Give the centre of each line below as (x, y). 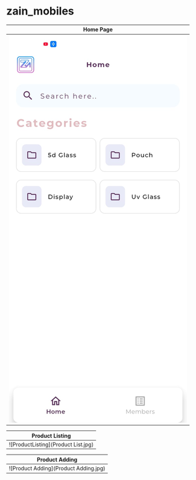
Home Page (98, 30)
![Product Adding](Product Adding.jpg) (57, 468)
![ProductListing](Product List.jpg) (51, 444)
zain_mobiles (40, 11)
